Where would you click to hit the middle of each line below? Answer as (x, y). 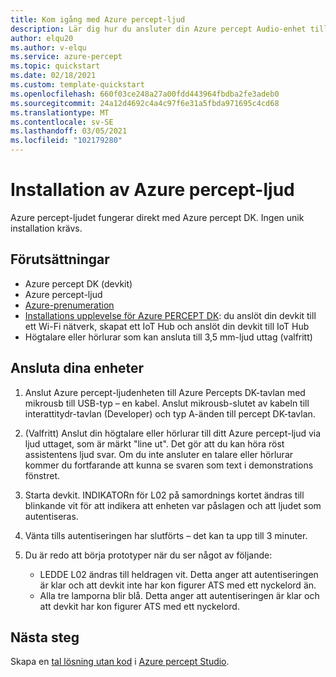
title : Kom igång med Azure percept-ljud (98, 19)
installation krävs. (46, 228)
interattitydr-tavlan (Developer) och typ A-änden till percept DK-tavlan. (170, 413)
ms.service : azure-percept (66, 57)
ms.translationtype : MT (60, 112)
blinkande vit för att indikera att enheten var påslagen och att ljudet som (173, 505)
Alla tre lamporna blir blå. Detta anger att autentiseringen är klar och (179, 595)
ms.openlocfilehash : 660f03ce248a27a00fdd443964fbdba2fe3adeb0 (145, 94)
